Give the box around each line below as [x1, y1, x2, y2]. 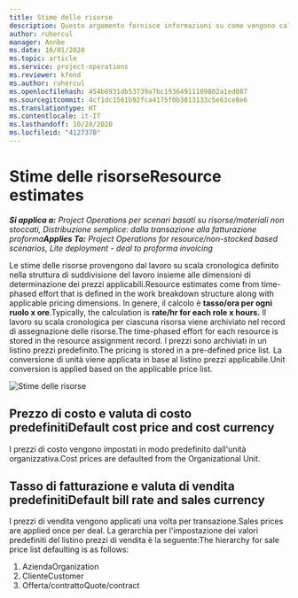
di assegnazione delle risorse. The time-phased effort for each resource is [9, 325, 278, 337]
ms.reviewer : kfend [9, 71, 82, 80]
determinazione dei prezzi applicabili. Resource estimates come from [9, 278, 260, 289]
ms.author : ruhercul [9, 79, 86, 88]
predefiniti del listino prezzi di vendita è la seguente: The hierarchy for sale [9, 535, 279, 546]
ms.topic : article [9, 54, 77, 63]
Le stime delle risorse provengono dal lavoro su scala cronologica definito [9, 260, 279, 270]
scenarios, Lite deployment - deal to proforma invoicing [9, 243, 213, 253]
